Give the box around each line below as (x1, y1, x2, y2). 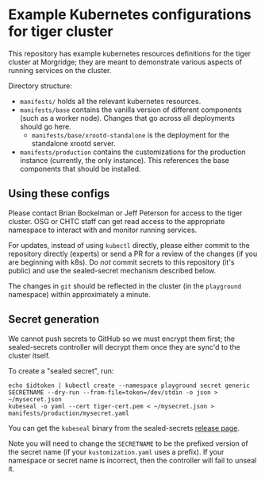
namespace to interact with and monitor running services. (8, 225, 198, 234)
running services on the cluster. (8, 65, 112, 75)
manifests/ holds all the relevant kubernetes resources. (19, 96, 202, 106)
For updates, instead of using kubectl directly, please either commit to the (8, 240, 250, 250)
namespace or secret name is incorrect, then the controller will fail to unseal (8, 455, 257, 465)
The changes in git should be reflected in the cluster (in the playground (8, 281, 242, 291)
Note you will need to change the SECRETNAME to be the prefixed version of (8, 439, 248, 448)
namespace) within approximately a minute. (8, 289, 151, 299)
